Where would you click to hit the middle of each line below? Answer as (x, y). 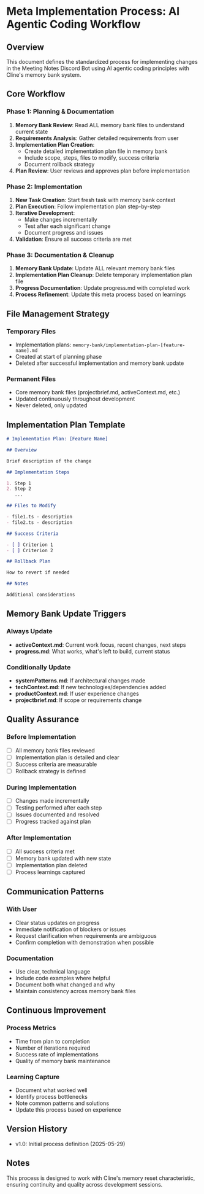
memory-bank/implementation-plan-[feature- (129, 345)
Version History (37, 1129)
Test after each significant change (67, 226)
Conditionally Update (39, 667)
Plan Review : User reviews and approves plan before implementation (102, 171)
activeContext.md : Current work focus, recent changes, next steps (100, 645)
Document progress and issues (64, 232)
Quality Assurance (43, 720)
